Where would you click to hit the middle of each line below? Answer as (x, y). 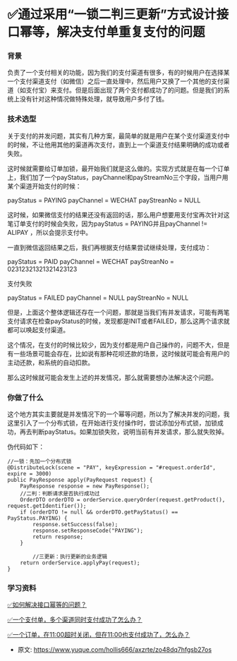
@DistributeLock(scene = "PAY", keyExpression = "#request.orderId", (112, 468)
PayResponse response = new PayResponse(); (85, 486)
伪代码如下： (26, 447)
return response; (58, 537)
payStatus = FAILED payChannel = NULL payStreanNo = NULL (98, 298)
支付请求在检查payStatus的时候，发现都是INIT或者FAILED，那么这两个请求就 (119, 321)
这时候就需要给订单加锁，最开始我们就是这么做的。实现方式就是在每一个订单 (119, 168)
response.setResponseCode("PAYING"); (88, 531)
